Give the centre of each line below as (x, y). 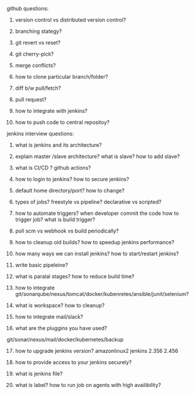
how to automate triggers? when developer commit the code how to (97, 213)
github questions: (28, 9)
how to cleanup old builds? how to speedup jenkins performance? (95, 242)
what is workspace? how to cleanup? (60, 305)
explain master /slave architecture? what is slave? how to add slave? (97, 156)
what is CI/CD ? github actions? (53, 168)
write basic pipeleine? (42, 265)
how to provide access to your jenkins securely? (73, 362)
